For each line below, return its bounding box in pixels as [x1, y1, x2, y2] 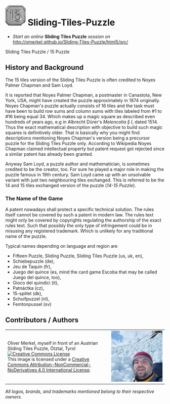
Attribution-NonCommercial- [29, 362, 92, 368]
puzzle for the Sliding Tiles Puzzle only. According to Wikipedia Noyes [5, 140, 152, 146]
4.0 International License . [37, 367, 91, 373]
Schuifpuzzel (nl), [12, 296, 50, 302]
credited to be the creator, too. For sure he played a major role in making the [5, 166, 164, 172]
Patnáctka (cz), [12, 285, 45, 291]
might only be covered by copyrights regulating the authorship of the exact [5, 217, 161, 223]
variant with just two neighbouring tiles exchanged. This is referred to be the [5, 177, 164, 183]
